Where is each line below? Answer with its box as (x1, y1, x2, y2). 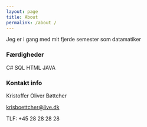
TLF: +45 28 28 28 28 (6, 115, 60, 122)
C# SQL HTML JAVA (6, 64, 56, 71)
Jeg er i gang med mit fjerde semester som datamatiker (6, 36, 142, 43)
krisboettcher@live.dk (6, 103, 60, 110)
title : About (6, 14, 38, 20)
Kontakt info (6, 79, 43, 87)
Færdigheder (6, 51, 44, 59)
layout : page (6, 8, 38, 15)
